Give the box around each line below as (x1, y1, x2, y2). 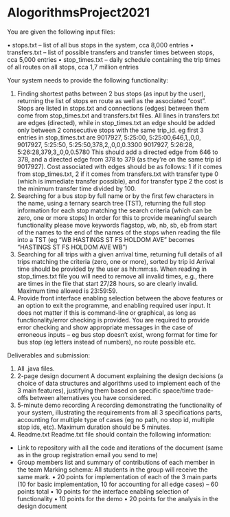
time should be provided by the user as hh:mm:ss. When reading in (16, 265, 207, 273)
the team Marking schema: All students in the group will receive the (16, 465, 208, 474)
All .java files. (16, 364, 55, 373)
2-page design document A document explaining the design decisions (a (16, 371, 224, 379)
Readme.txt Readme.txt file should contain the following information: (16, 430, 211, 438)
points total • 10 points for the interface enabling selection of (16, 487, 189, 496)
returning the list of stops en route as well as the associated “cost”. (16, 96, 207, 104)
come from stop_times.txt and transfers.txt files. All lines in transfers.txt (16, 111, 220, 120)
